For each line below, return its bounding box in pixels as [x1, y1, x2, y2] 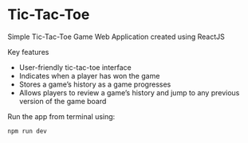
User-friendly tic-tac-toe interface [18, 62, 132, 72]
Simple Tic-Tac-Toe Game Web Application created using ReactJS [7, 32, 225, 41]
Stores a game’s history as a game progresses [18, 79, 171, 89]
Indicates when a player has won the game [18, 71, 160, 80]
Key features [7, 47, 49, 56]
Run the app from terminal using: [7, 111, 116, 121]
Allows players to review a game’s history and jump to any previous [18, 87, 240, 97]
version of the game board [18, 96, 107, 106]
